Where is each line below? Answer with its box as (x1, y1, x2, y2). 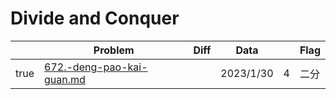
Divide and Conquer (10, 7, 180, 30)
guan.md (44, 72, 86, 86)
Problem (93, 43, 135, 57)
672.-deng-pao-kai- (44, 60, 148, 74)
